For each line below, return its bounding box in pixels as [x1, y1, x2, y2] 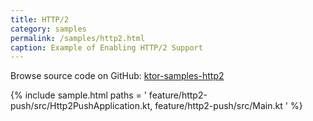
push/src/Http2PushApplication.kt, [10, 100, 153, 112]
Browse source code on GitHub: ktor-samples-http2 [10, 70, 225, 82]
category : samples [10, 24, 87, 34]
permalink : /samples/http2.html [10, 33, 145, 43]
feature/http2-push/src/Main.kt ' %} [154, 100, 303, 112]
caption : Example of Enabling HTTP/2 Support [10, 42, 203, 53]
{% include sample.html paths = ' [10, 89, 147, 101]
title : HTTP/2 [10, 14, 70, 25]
